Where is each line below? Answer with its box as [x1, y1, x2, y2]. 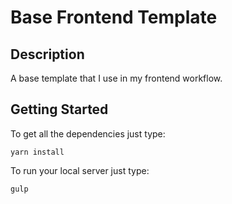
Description [10, 46, 85, 63]
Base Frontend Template [10, 6, 218, 29]
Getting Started [10, 101, 109, 118]
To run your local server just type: [10, 164, 150, 176]
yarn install [10, 147, 65, 157]
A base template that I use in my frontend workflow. [10, 72, 223, 84]
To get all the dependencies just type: [10, 127, 166, 140]
